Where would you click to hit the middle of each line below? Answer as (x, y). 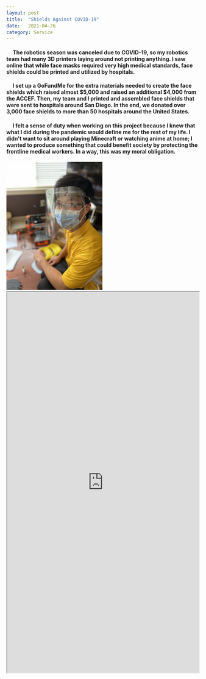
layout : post (23, 13)
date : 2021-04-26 (31, 26)
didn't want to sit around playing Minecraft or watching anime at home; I (99, 139)
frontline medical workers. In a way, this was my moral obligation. (91, 152)
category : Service (30, 32)
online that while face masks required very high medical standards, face (100, 65)
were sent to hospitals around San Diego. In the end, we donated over (96, 105)
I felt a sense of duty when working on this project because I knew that (104, 126)
